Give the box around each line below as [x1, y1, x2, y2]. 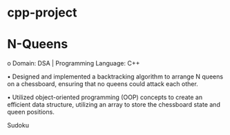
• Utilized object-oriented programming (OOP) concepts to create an [7, 93, 202, 101]
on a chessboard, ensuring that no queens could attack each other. [7, 80, 198, 88]
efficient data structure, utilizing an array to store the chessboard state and [7, 101, 221, 109]
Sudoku [7, 121, 30, 129]
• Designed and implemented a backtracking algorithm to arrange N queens [7, 72, 223, 81]
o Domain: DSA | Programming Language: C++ [7, 59, 140, 67]
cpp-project [7, 5, 77, 21]
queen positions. [7, 108, 55, 116]
